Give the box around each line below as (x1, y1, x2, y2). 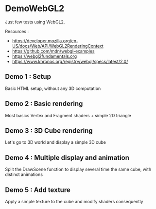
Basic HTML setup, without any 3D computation (5, 86, 101, 91)
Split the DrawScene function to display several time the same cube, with (5, 166, 152, 173)
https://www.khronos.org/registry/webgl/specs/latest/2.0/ (12, 58, 128, 64)
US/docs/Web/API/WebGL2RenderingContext (12, 43, 104, 49)
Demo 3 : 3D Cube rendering (5, 126, 93, 135)
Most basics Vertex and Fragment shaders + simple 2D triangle (5, 112, 131, 118)
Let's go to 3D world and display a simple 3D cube (5, 139, 106, 145)
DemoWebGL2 (5, 3, 65, 14)
